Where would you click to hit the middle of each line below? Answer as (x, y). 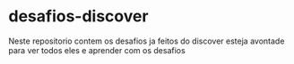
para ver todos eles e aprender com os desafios (97, 50)
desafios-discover (78, 16)
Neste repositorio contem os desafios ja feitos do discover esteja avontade (147, 41)
